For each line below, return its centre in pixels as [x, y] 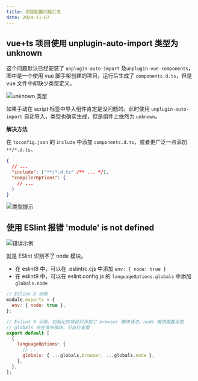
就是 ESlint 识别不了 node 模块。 [46, 256]
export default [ [28, 333]
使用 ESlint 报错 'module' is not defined [80, 227]
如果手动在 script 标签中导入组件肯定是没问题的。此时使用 [78, 109]
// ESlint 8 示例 [27, 294]
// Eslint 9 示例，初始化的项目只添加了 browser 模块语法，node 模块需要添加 [95, 322]
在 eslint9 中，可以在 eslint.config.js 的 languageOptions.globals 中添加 [103, 276]
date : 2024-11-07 [28, 17]
